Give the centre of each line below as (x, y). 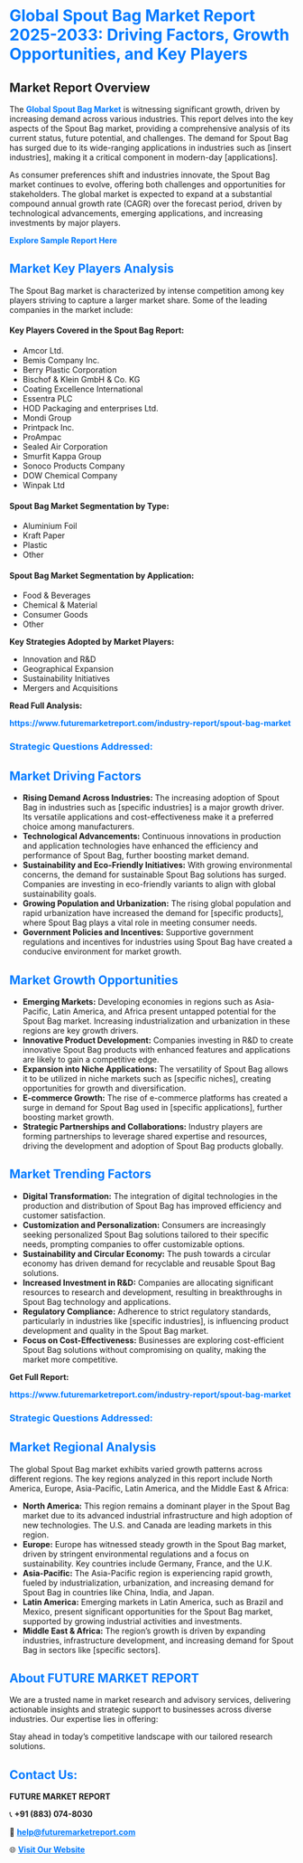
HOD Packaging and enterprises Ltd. (91, 409)
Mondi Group (47, 418)
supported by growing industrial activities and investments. (132, 1621)
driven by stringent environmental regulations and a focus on (136, 1554)
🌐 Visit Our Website (47, 1849)
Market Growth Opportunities (94, 980)
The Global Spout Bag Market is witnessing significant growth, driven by (145, 109)
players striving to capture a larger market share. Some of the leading (138, 300)
